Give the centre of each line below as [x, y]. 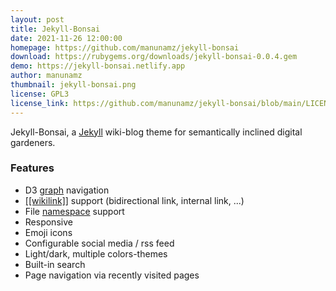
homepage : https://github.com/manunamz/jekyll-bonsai [125, 47]
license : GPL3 [40, 94]
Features [32, 168]
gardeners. [33, 142]
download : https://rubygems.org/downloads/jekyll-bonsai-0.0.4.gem [154, 57]
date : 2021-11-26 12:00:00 [66, 38]
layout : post [37, 19]
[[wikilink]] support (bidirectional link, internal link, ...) [134, 200]
